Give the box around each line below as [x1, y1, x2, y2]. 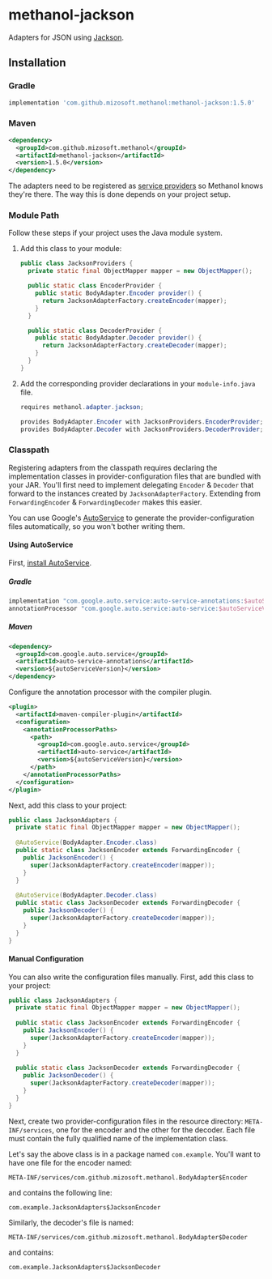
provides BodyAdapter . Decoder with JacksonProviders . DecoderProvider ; [19, 425, 264, 433]
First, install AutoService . [8, 557, 92, 568]
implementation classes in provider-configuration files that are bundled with [8, 471, 261, 481]
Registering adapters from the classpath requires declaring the [8, 463, 218, 472]
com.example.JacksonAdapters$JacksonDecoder [8, 1263, 161, 1271]
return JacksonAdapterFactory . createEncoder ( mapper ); [41, 296, 227, 305]
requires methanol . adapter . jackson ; [19, 403, 144, 411]
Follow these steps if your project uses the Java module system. [8, 228, 223, 238]
